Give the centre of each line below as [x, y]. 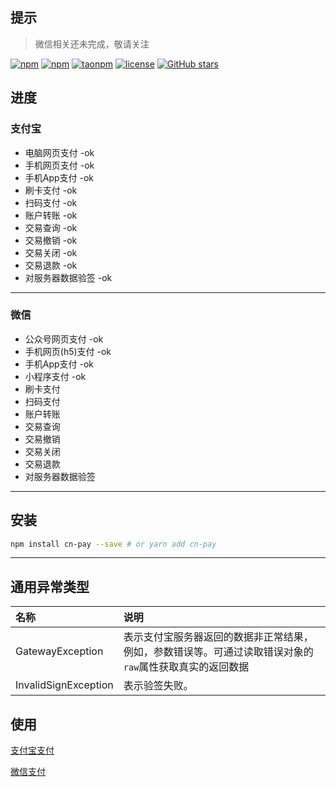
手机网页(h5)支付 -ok [68, 351]
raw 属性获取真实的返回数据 [186, 667]
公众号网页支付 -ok [64, 339]
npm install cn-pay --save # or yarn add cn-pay [113, 544]
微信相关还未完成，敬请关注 [92, 44]
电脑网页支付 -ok [59, 152]
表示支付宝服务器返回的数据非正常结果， [218, 637]
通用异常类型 [50, 586]
